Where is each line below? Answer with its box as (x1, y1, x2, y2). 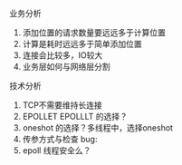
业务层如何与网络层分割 (22, 62, 110, 72)
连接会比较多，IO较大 (22, 50, 103, 61)
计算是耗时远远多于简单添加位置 (22, 39, 142, 49)
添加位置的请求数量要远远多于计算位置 (22, 27, 166, 38)
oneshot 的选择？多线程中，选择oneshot (22, 122, 174, 133)
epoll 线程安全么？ (22, 145, 91, 156)
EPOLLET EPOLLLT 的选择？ (22, 112, 129, 121)
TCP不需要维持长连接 (22, 100, 102, 111)
